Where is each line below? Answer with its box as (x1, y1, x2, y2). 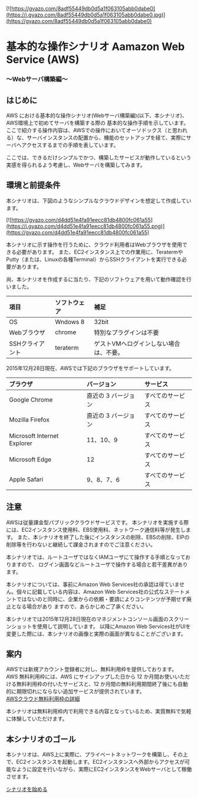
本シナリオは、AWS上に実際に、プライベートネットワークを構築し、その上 (6, 751, 189, 758)
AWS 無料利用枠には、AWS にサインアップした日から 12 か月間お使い (6, 673, 175, 681)
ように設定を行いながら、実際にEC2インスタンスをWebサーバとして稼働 (16, 766, 192, 773)
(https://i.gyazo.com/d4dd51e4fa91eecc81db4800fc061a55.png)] (6, 223, 165, 230)
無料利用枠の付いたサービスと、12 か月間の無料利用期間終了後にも (16, 681, 178, 688)
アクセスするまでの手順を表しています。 (21, 141, 119, 148)
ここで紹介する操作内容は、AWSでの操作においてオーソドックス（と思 (6, 126, 178, 133)
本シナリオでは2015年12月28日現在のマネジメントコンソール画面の (6, 615, 169, 622)
